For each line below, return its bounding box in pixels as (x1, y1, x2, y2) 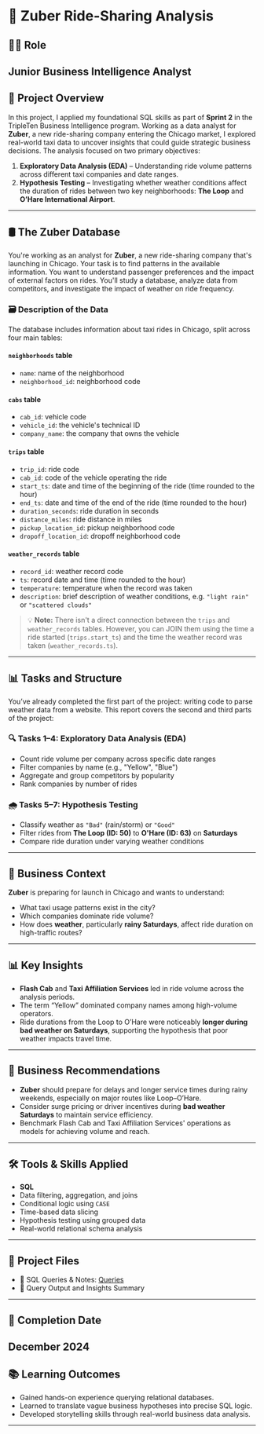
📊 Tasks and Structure (8, 671, 123, 686)
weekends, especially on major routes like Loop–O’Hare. (19, 1093, 202, 1103)
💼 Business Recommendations (8, 1064, 160, 1077)
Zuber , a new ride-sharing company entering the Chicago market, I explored (8, 129, 256, 138)
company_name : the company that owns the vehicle (19, 429, 180, 438)
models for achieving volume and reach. (19, 1126, 150, 1136)
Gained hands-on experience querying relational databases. (19, 1392, 214, 1402)
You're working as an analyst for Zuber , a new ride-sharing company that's (8, 251, 252, 260)
